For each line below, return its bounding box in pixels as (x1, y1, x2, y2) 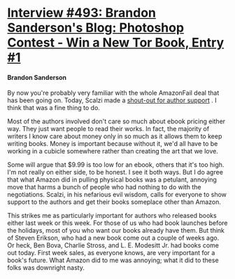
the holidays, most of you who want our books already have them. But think (7, 226, 225, 235)
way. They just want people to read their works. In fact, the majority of (7, 125, 210, 133)
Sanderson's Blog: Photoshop (7, 20, 184, 36)
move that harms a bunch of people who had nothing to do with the (7, 183, 201, 191)
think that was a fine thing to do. (7, 104, 100, 112)
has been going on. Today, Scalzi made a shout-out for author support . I (7, 96, 217, 104)
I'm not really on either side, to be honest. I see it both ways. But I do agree (7, 168, 224, 177)
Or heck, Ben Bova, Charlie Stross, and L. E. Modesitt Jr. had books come (7, 241, 219, 250)
